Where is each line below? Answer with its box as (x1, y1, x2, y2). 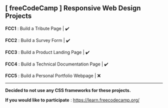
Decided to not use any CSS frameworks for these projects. (5, 87, 131, 93)
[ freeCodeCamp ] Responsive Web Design (5, 4, 141, 12)
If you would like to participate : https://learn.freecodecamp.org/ (5, 97, 140, 103)
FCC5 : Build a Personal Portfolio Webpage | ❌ (5, 72, 101, 78)
